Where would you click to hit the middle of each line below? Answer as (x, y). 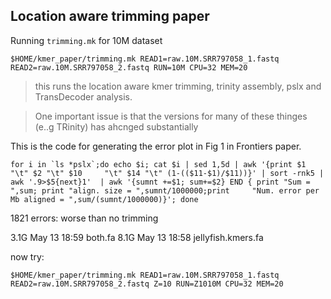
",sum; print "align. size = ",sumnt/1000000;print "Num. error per (165, 190)
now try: (27, 256)
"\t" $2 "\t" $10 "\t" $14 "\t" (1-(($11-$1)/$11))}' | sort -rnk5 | (167, 173)
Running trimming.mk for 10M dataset (86, 40)
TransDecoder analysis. (83, 96)
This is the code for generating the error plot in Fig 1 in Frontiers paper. (156, 146)
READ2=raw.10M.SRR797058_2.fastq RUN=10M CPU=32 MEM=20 (129, 67)
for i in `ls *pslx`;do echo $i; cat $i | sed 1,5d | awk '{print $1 (158, 164)
